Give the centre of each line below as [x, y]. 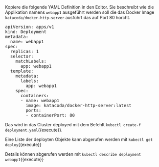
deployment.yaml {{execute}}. [34, 130]
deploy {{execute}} [23, 145]
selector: [22, 56]
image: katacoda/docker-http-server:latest [79, 105]
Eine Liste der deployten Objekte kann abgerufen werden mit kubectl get [79, 139]
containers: [35, 96]
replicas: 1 [24, 51]
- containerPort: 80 [50, 115]
